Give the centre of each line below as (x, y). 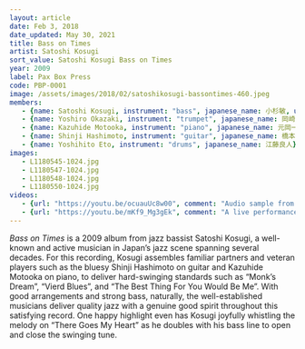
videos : (24, 195)
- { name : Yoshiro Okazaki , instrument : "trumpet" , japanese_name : (150, 119)
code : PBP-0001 (38, 85)
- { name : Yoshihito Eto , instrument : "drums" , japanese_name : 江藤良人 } (159, 145)
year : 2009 (30, 69)
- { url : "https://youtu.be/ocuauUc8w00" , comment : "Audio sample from (158, 204)
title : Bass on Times (50, 43)
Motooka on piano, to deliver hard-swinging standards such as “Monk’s (143, 276)
